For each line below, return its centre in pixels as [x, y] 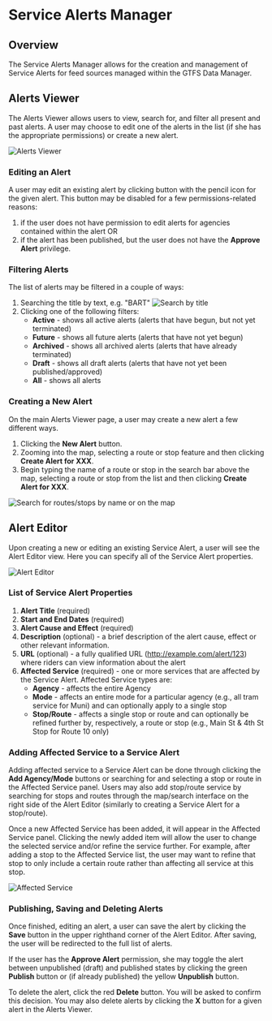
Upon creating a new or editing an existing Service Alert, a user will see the [134, 547]
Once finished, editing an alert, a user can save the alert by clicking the [127, 926]
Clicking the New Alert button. [71, 443]
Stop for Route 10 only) [71, 731]
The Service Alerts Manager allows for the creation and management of [128, 64]
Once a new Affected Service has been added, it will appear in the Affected [134, 829]
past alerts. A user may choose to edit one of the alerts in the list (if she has [135, 127]
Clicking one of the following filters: [80, 312]
